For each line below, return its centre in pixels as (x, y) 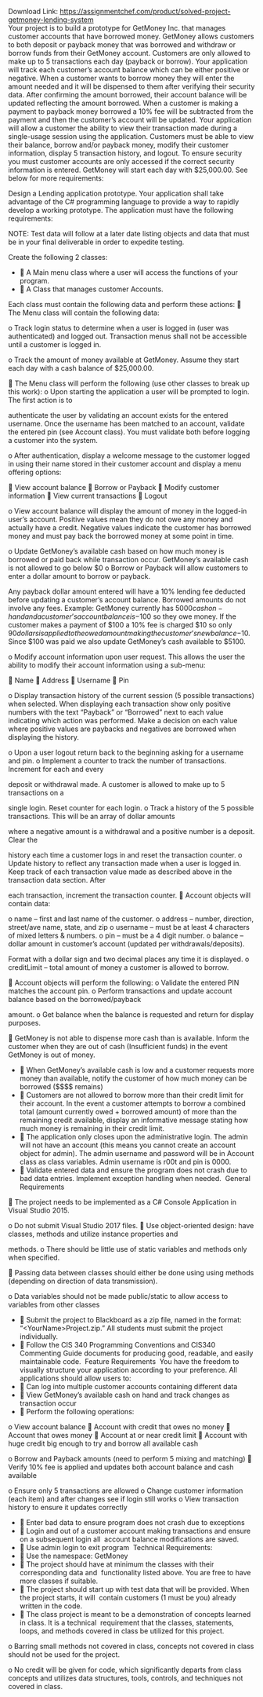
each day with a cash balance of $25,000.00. (81, 368)
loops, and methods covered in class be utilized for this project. (122, 1631)
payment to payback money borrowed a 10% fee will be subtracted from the (131, 112)
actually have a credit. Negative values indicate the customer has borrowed (130, 528)
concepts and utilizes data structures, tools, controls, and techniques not (126, 1678)
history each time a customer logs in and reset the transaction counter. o (125, 855)
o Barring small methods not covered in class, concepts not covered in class (131, 1646)
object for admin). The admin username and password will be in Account (137, 1153)
